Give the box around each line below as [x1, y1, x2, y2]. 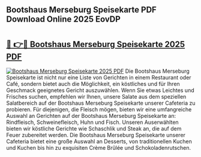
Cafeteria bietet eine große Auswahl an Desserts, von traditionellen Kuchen [6, 138, 192, 145]
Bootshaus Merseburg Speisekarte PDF [6, 5, 157, 15]
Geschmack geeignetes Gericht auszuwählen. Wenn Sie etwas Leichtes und [6, 87, 194, 94]
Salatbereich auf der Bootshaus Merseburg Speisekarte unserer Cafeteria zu [6, 99, 196, 106]
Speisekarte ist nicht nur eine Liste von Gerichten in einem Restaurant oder [6, 74, 191, 81]
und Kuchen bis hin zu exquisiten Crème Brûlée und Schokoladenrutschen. [6, 144, 191, 151]
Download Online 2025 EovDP [6, 14, 121, 25]
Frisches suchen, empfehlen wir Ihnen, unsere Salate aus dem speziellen [6, 93, 187, 100]
